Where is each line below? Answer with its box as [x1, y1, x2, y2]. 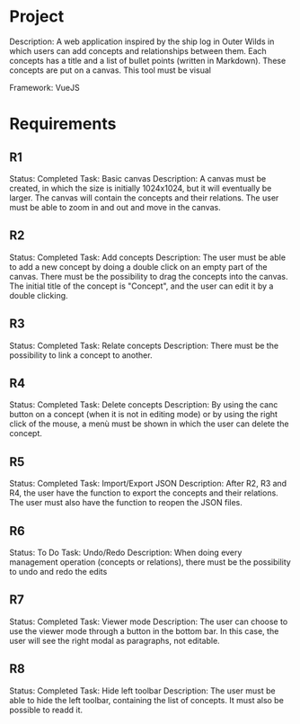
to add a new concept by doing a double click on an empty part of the [9, 261, 268, 272]
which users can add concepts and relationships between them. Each [9, 45, 267, 56]
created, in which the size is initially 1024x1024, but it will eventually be [9, 183, 272, 193]
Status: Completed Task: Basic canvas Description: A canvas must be [9, 173, 267, 183]
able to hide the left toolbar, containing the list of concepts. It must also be [9, 694, 285, 705]
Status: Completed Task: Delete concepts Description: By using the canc [9, 399, 278, 410]
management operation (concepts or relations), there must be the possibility [9, 557, 292, 568]
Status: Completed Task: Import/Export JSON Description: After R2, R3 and [9, 478, 287, 489]
